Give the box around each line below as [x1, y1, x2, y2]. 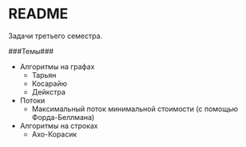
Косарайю [31, 79, 68, 88]
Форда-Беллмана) [31, 112, 95, 122]
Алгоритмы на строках [19, 121, 98, 130]
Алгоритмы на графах [19, 61, 95, 72]
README [8, 5, 69, 23]
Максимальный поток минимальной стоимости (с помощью [31, 104, 238, 114]
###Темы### [8, 46, 54, 56]
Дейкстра [31, 87, 66, 96]
